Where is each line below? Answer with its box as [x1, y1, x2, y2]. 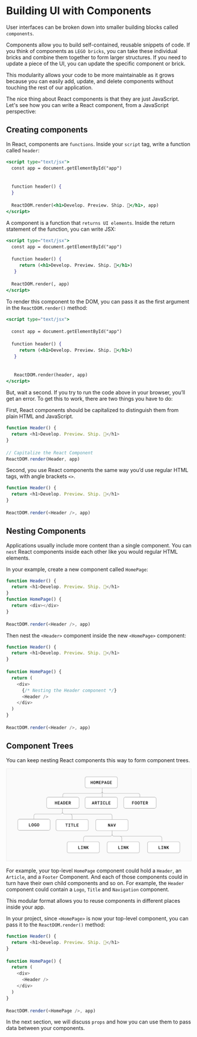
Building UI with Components [6, 4, 152, 18]
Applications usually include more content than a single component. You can [6, 541, 192, 549]
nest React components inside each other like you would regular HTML [6, 548, 178, 555]
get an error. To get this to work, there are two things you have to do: [6, 395, 173, 403]
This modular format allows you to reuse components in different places [6, 898, 181, 905]
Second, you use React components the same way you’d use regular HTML [6, 467, 189, 474]
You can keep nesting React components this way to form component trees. [6, 756, 190, 763]
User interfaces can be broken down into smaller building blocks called [6, 24, 178, 31]
